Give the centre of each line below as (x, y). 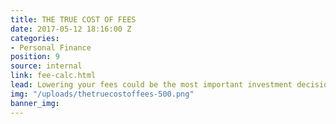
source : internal (46, 66)
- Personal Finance (51, 47)
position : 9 (35, 57)
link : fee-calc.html (53, 76)
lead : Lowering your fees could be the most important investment (151, 85)
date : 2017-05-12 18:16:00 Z (71, 29)
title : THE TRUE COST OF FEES (73, 19)
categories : (35, 38)
